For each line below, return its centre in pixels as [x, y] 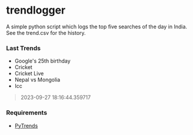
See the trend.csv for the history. [46, 32]
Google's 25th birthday [42, 61]
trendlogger [36, 10]
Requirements [27, 113]
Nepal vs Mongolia [37, 80]
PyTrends [26, 126]
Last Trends [24, 48]
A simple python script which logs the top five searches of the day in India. [96, 27]
